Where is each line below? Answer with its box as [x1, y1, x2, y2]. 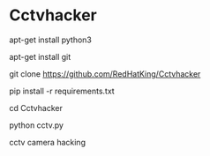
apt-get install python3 [9, 34, 93, 45]
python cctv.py [9, 120, 64, 130]
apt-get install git [9, 51, 71, 62]
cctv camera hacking [9, 137, 86, 147]
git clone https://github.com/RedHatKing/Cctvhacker [9, 68, 201, 79]
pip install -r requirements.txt [9, 85, 115, 96]
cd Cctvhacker [9, 102, 64, 113]
